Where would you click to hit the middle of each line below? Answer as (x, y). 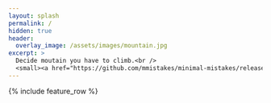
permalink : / (30, 23)
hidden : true (30, 31)
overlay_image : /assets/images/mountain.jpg (92, 46)
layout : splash (34, 16)
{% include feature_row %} (53, 91)
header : (21, 38)
